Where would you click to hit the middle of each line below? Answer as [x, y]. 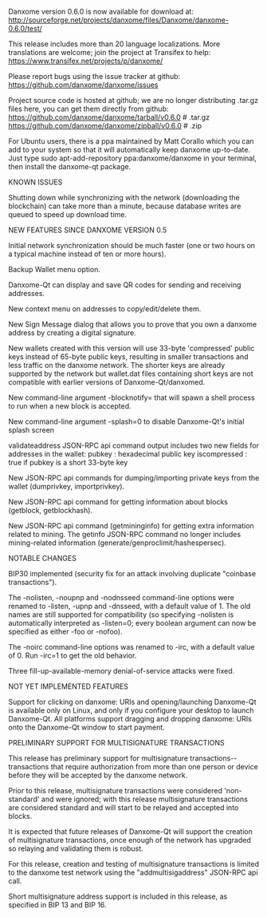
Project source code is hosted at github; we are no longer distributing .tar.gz [133, 100]
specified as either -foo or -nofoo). [65, 631]
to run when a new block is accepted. [70, 406]
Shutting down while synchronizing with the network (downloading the [124, 198]
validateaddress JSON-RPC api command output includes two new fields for [134, 445]
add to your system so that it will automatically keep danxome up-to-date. [130, 150]
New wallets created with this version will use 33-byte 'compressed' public [132, 348]
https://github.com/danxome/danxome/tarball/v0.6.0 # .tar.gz [109, 117]
